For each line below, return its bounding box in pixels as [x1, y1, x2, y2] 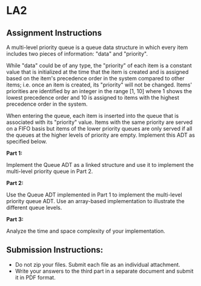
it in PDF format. [15, 273, 56, 281]
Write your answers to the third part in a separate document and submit [15, 267, 194, 275]
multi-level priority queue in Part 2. [6, 167, 93, 175]
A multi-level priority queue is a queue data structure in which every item [6, 44, 188, 51]
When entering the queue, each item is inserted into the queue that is [6, 112, 179, 119]
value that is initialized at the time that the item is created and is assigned [6, 68, 189, 76]
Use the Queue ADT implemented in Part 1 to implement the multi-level [6, 191, 183, 198]
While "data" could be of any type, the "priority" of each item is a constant [6, 62, 192, 69]
